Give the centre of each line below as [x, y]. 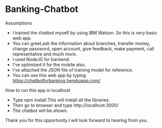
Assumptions [19, 23]
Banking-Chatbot [42, 9]
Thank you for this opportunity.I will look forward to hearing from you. [77, 120]
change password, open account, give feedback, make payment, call [83, 48]
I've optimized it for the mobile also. [49, 64]
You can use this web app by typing [49, 75]
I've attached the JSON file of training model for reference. [73, 70]
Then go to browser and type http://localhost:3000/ [65, 105]
